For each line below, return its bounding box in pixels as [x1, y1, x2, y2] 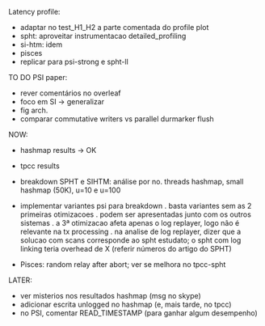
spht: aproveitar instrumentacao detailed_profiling [19, 32, 187, 40]
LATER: [8, 275, 32, 285]
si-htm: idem [19, 40, 63, 49]
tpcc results [19, 161, 61, 171]
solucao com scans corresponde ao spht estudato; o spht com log [19, 235, 242, 245]
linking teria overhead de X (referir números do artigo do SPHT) [19, 244, 232, 253]
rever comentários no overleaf [19, 88, 121, 98]
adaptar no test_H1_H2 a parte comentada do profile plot [19, 23, 209, 32]
